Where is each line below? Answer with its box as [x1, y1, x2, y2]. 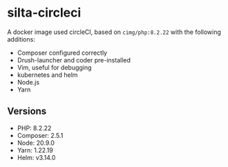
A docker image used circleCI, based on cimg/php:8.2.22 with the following [7, 28, 221, 36]
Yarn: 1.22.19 [17, 146, 53, 154]
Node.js [17, 78, 40, 86]
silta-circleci [7, 5, 82, 21]
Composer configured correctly [17, 49, 108, 57]
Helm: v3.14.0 [17, 153, 56, 161]
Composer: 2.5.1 [17, 131, 64, 139]
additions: [7, 35, 36, 43]
